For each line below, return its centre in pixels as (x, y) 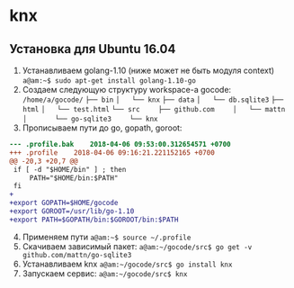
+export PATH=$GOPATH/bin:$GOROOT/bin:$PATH (94, 220)
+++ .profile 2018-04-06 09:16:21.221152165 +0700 (112, 153)
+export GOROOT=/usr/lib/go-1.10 (72, 211)
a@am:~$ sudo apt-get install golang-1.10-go (109, 81)
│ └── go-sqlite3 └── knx (90, 119)
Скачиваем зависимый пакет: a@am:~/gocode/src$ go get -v (137, 246)
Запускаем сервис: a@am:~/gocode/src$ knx (105, 273)
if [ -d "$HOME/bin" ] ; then (70, 169)
